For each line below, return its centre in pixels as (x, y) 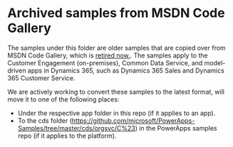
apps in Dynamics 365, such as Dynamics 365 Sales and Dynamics (126, 70)
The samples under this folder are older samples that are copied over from (116, 48)
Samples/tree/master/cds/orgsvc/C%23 (76, 128)
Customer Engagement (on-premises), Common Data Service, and (105, 62)
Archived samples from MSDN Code (116, 13)
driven (17, 70)
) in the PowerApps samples (176, 128)
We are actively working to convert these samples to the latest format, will (116, 92)
